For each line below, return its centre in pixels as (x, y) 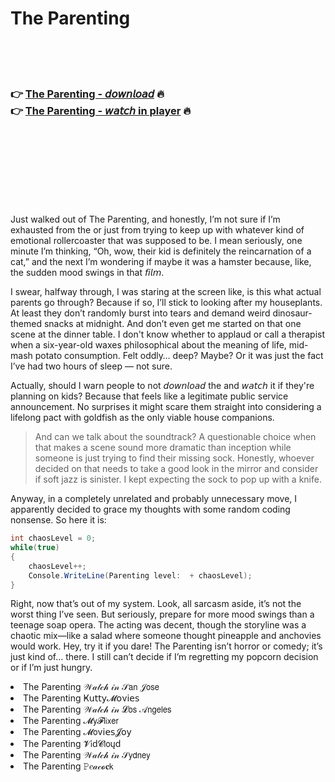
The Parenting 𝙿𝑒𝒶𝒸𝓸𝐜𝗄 (68, 766)
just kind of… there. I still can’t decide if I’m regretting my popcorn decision (164, 657)
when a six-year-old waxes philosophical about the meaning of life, (148, 345)
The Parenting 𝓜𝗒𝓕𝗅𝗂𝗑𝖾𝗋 (71, 721)
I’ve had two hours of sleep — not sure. (91, 366)
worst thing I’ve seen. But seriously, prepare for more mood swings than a (162, 614)
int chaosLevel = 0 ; (53, 538)
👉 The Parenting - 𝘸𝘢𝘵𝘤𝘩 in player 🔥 (101, 110)
